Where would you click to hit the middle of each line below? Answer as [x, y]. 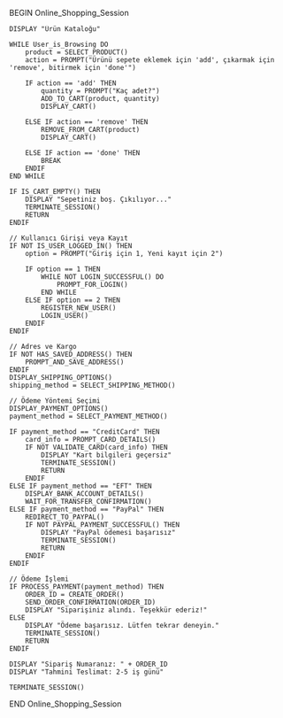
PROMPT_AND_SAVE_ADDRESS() [75, 362]
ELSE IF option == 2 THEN [73, 300]
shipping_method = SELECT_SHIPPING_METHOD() [92, 385]
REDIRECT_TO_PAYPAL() [65, 517]
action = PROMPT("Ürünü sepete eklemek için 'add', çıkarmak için [150, 60]
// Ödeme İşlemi [39, 579]
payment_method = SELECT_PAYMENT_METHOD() [88, 416]
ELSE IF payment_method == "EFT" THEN [80, 486]
